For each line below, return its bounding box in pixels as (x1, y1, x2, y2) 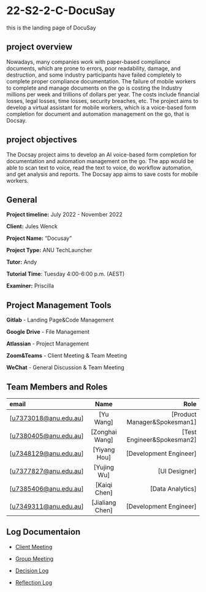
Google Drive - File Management (6, 328, 90, 336)
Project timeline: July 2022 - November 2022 (6, 211, 123, 218)
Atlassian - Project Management (6, 340, 89, 347)
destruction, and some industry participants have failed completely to (6, 71, 182, 79)
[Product (171, 410, 197, 418)
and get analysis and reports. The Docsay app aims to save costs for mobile (6, 170, 198, 178)
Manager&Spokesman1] (126, 418, 197, 426)
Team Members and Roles (6, 382, 108, 392)
